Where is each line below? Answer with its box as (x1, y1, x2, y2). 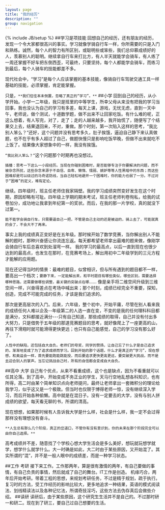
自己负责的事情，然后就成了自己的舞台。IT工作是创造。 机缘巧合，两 (18, 469, 157, 475)
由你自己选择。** (5, 431, 35, 436)
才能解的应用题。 (5, 256, 40, 262)
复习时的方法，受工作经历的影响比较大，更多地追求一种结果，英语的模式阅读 (5, 482, 160, 487)
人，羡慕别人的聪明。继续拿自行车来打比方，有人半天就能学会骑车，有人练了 (5, 54, 160, 59)
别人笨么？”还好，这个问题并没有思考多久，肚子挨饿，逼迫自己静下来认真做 (5, 130, 158, 136)
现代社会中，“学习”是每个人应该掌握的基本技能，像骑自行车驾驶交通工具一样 (5, 76, 160, 82)
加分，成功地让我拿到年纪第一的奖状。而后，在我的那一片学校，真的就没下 (9, 200, 160, 206)
